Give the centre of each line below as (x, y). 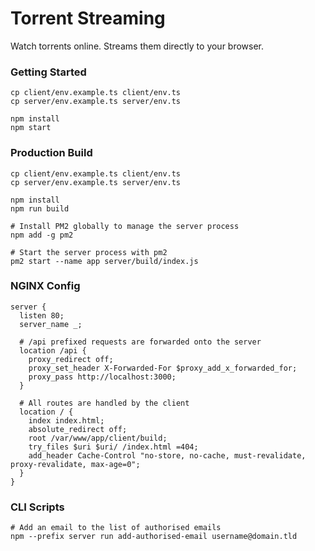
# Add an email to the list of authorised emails (116, 528)
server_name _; (51, 324)
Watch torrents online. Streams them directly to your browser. (137, 46)
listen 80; (42, 315)
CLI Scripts (37, 507)
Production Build (51, 153)
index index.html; (66, 420)
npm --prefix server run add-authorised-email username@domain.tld (154, 537)
